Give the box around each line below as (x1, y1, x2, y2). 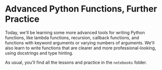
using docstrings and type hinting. (5, 50, 74, 56)
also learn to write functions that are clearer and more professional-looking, (5, 45, 156, 51)
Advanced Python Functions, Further (5, 3, 158, 14)
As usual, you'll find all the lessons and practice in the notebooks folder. (5, 59, 147, 65)
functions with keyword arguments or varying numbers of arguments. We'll (5, 40, 155, 45)
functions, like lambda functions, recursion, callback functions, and (5, 35, 139, 41)
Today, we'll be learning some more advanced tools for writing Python (5, 29, 145, 35)
